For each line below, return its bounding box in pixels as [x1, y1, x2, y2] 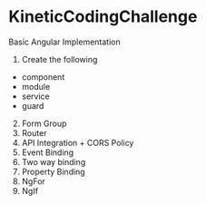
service [21, 91, 51, 102]
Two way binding [21, 156, 86, 167]
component [21, 71, 65, 83]
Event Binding [21, 147, 74, 158]
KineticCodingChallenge [8, 6, 198, 27]
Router [21, 127, 47, 138]
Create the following [21, 54, 98, 64]
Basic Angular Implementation [8, 36, 121, 47]
